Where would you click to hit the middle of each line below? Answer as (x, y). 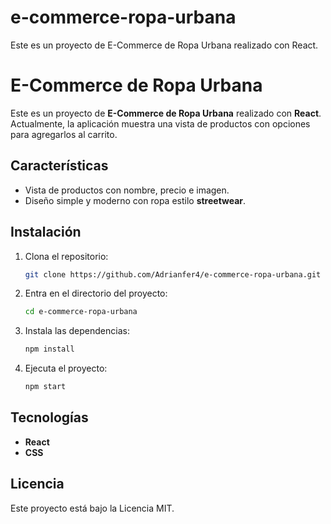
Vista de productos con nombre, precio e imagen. (127, 190)
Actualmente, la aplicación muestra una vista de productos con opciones (160, 123)
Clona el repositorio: (66, 256)
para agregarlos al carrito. (64, 134)
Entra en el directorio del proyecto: (96, 293)
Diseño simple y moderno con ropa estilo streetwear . (135, 200)
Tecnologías (49, 417)
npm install (49, 349)
